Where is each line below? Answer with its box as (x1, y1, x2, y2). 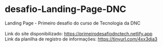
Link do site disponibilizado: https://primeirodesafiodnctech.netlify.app (5, 30, 153, 36)
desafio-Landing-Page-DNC (5, 3, 126, 15)
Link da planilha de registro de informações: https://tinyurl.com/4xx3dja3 (5, 36, 158, 42)
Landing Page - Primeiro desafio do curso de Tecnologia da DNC (5, 20, 141, 26)
